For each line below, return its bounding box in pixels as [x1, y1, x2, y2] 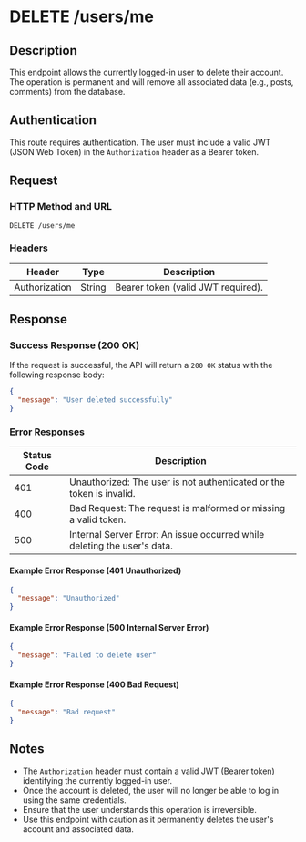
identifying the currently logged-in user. [22, 775, 173, 786]
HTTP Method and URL [9, 200, 112, 213]
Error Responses [9, 426, 85, 438]
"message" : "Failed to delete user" [17, 651, 157, 660]
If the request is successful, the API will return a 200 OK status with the [9, 360, 273, 371]
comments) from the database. [9, 87, 126, 97]
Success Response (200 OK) [9, 339, 139, 352]
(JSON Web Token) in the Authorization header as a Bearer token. [9, 146, 260, 157]
